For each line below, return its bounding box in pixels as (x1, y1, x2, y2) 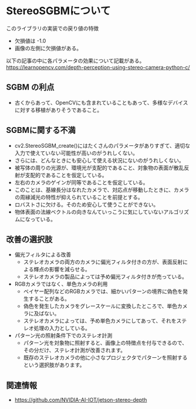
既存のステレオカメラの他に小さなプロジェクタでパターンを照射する (23, 354, 188, 361)
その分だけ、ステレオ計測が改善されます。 (23, 347, 126, 354)
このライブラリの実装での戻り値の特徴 (6, 25, 99, 32)
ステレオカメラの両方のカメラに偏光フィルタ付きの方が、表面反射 (23, 258, 183, 265)
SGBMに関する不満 (6, 125, 76, 135)
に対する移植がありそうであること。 (14, 106, 103, 114)
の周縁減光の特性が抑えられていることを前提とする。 (14, 194, 143, 201)
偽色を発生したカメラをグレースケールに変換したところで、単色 (23, 302, 178, 310)
